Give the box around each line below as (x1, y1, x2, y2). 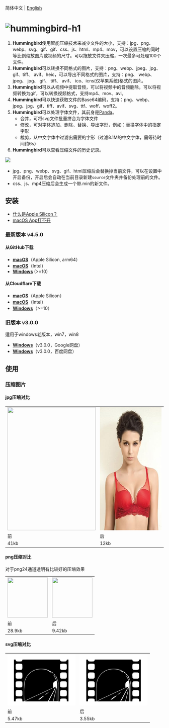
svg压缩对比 (5, 641, 31, 648)
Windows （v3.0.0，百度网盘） (12, 348, 77, 354)
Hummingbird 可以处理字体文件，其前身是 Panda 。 (12, 109, 117, 115)
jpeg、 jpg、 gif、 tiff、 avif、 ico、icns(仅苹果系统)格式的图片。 (12, 77, 146, 83)
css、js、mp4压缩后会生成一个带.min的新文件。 (12, 180, 112, 187)
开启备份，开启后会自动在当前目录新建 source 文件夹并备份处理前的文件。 (12, 174, 163, 180)
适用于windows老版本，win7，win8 (5, 331, 79, 337)
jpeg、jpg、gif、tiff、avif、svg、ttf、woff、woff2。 (12, 103, 120, 109)
